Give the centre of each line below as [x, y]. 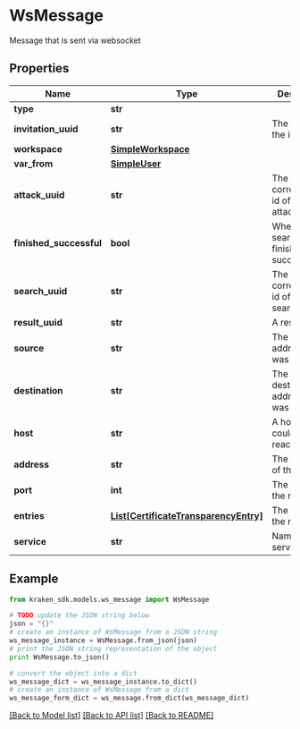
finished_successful [58, 242]
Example [34, 579]
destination [38, 390]
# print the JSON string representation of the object [113, 648]
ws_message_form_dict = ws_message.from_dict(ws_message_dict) [129, 699]
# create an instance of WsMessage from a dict [100, 690]
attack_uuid [39, 195]
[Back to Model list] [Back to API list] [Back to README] [112, 716]
